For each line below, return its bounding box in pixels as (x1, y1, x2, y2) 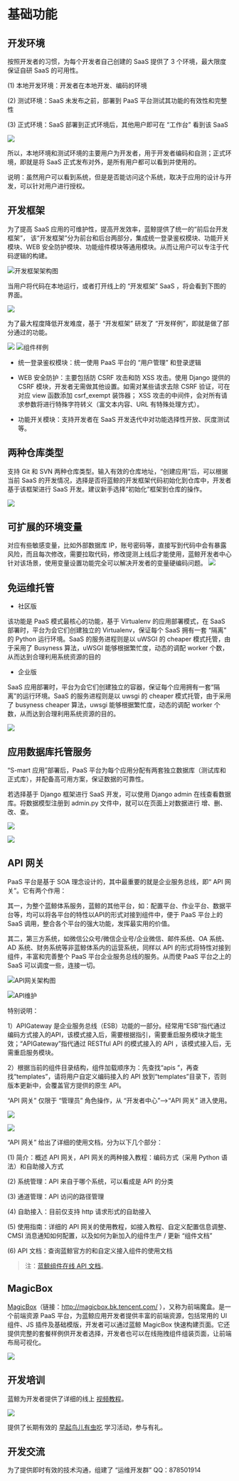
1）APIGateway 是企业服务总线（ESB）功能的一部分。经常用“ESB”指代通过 (7, 1021, 226, 1030)
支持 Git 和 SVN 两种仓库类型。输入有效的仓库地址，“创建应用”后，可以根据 (7, 467, 228, 475)
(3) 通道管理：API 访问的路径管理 (7, 1192, 105, 1201)
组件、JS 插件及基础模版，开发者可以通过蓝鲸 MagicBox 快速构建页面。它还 (7, 1320, 230, 1329)
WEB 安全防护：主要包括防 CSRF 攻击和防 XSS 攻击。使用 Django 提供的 (17, 373, 231, 381)
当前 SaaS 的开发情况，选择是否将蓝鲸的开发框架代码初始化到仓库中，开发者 (7, 476, 232, 484)
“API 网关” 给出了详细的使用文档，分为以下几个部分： (7, 1137, 164, 1146)
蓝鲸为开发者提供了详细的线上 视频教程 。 (7, 1394, 128, 1403)
